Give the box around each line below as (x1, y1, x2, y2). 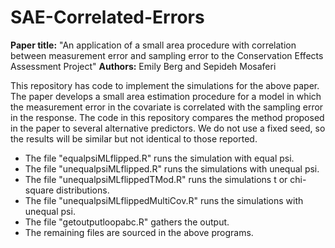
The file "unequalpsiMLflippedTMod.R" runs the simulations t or (24, 173, 288, 185)
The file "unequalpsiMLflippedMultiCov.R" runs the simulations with (24, 194, 304, 206)
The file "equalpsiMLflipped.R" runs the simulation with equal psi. (24, 152, 295, 164)
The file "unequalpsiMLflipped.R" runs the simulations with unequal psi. (24, 162, 320, 175)
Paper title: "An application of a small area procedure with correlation (10, 39, 297, 51)
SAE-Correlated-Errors (10, 6, 205, 29)
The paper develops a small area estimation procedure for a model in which (10, 90, 322, 102)
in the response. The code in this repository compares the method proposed (10, 111, 325, 123)
